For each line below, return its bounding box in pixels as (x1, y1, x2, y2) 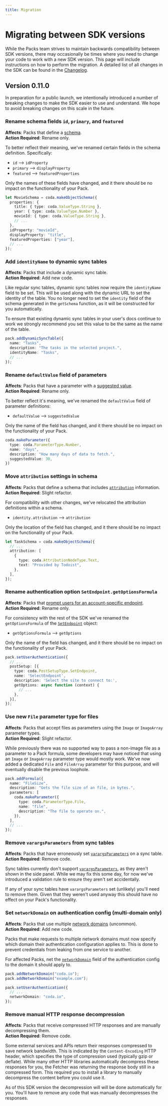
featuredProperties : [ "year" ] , (9, 237, 75, 242)
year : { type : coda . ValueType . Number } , (14, 209, 99, 214)
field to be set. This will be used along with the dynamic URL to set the (5, 290, 150, 296)
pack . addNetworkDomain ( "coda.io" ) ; (5, 971, 79, 976)
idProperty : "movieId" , (9, 227, 59, 232)
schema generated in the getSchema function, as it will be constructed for (5, 301, 155, 307)
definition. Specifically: (5, 150, 52, 156)
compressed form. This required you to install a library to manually (5, 1069, 142, 1075)
